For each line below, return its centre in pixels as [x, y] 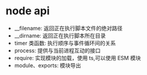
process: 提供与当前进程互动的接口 [57, 50]
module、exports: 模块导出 [48, 65]
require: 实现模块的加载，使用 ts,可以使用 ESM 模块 [78, 58]
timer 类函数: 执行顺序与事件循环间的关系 [65, 43]
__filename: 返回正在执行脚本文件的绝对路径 [68, 28]
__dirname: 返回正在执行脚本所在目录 [60, 35]
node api [28, 11]
